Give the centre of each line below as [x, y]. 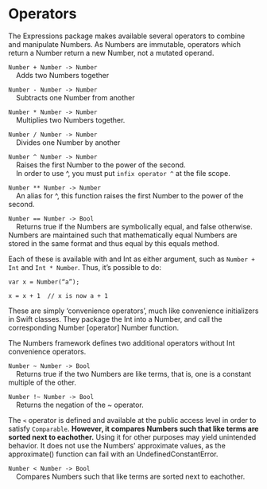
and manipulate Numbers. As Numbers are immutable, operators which [124, 44]
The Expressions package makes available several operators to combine [127, 36]
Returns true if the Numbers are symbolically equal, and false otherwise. [134, 226]
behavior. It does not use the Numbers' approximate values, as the [117, 445]
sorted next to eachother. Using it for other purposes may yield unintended [132, 437]
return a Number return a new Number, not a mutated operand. [111, 53]
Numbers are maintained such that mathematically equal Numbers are [123, 235]
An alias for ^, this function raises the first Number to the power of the [130, 195]
